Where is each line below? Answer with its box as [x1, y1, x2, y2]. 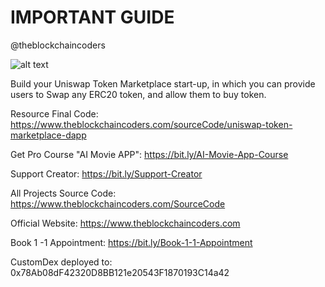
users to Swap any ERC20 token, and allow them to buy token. [10, 88, 267, 100]
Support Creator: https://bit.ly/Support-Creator [10, 167, 203, 180]
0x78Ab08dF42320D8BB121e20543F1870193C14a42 [10, 266, 230, 278]
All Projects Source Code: [10, 187, 117, 199]
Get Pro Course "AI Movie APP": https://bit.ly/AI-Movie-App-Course [10, 148, 289, 160]
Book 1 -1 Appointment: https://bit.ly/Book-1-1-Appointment [10, 236, 253, 248]
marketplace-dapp [10, 129, 87, 141]
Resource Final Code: [10, 107, 99, 120]
